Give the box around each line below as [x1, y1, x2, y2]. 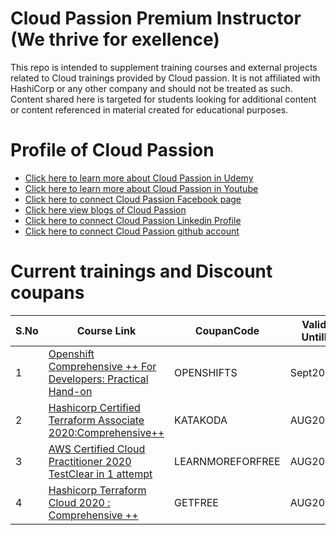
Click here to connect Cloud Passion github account [24, 225, 240, 237]
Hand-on [48, 384, 93, 398]
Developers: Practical [48, 372, 149, 386]
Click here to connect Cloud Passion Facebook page [24, 193, 242, 205]
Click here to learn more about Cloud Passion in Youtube [24, 182, 259, 194]
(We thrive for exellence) [10, 28, 220, 51]
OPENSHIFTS [174, 365, 238, 379]
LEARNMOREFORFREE [174, 454, 281, 468]
